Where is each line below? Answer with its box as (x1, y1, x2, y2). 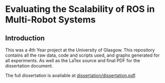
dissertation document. (5, 63, 54, 69)
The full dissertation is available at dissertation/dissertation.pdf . (5, 73, 136, 78)
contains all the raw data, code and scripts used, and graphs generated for (5, 52, 160, 58)
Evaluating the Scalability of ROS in (5, 3, 155, 15)
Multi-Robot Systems (5, 14, 96, 25)
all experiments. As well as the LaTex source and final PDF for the (5, 58, 140, 63)
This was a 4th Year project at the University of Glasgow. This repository (5, 47, 155, 53)
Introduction (5, 34, 45, 42)
